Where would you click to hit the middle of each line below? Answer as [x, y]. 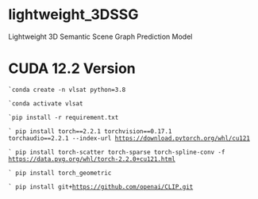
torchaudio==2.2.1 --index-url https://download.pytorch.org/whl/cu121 [129, 138]
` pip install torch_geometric [60, 173]
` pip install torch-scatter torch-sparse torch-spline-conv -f [117, 152]
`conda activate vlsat [46, 103]
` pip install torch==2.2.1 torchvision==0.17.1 [90, 131]
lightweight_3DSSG [73, 15]
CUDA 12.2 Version [72, 69]
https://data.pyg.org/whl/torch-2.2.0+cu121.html [92, 159]
